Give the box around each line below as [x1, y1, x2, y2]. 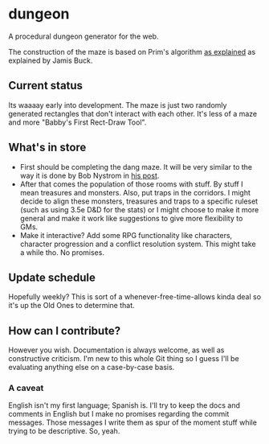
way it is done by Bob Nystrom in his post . [19, 171, 160, 180]
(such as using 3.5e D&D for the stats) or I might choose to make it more [19, 204, 259, 214]
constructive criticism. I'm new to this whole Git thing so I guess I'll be [8, 354, 239, 364]
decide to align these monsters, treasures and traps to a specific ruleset [19, 196, 259, 206]
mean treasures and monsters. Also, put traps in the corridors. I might [19, 187, 251, 197]
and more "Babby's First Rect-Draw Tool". [8, 117, 147, 127]
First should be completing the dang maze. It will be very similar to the [19, 162, 253, 171]
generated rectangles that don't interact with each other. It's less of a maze [8, 109, 258, 118]
